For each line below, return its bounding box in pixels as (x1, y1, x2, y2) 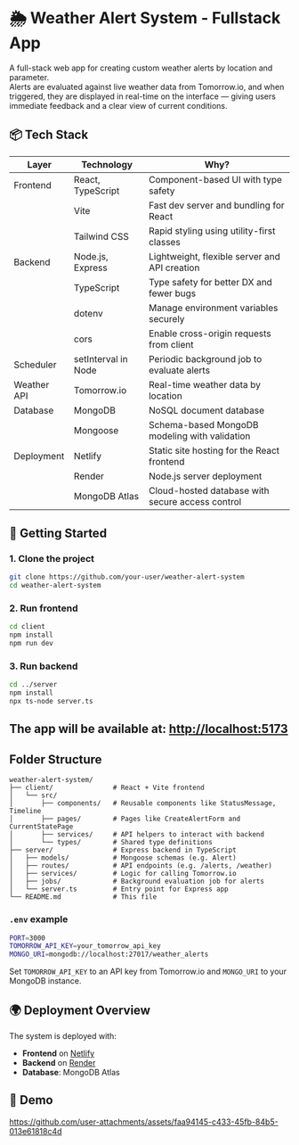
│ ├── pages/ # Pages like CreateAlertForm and (9, 814, 241, 824)
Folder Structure (9, 752, 102, 767)
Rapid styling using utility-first (148, 225, 276, 237)
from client (148, 338, 194, 350)
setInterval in (74, 352, 128, 365)
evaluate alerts (148, 364, 211, 376)
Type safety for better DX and (148, 276, 273, 288)
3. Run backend (9, 660, 78, 672)
